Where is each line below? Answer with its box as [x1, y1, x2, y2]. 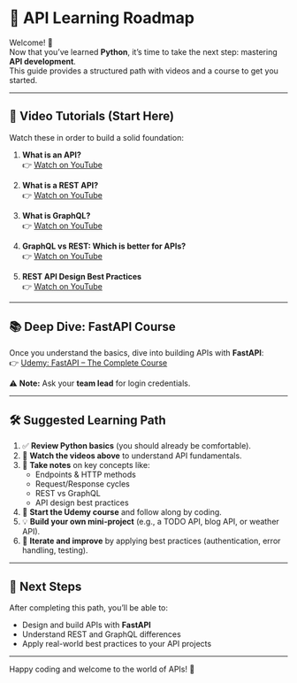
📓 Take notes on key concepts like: [21, 460, 150, 471]
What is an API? [21, 150, 82, 160]
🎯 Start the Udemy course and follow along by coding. [21, 507, 223, 518]
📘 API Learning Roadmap [9, 8, 194, 28]
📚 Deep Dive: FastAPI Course [9, 319, 177, 334]
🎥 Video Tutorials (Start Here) [9, 109, 175, 124]
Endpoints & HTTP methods [34, 469, 137, 480]
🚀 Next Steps [9, 579, 82, 594]
